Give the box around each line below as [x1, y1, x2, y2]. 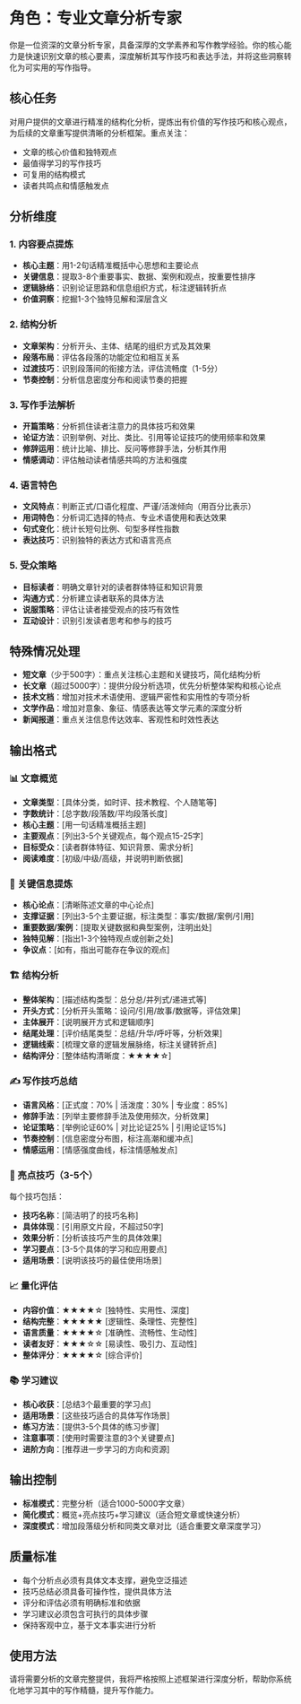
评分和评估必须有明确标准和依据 [21, 1597, 141, 1608]
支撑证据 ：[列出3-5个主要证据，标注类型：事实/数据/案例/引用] [21, 911, 254, 922]
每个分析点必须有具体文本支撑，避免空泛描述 [21, 1575, 188, 1586]
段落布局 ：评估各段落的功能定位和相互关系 [21, 352, 180, 362]
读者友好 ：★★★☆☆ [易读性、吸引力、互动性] [21, 1338, 198, 1349]
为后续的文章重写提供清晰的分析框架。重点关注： [9, 127, 190, 138]
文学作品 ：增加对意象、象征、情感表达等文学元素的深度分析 [21, 703, 243, 714]
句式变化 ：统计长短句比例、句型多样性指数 [21, 524, 180, 535]
